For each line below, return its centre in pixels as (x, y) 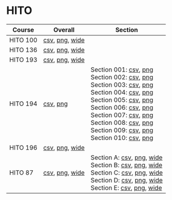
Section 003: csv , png (122, 84)
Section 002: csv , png (122, 77)
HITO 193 (23, 59)
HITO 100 (23, 40)
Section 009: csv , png (122, 130)
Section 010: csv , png (122, 138)
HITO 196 (23, 147)
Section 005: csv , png (122, 99)
